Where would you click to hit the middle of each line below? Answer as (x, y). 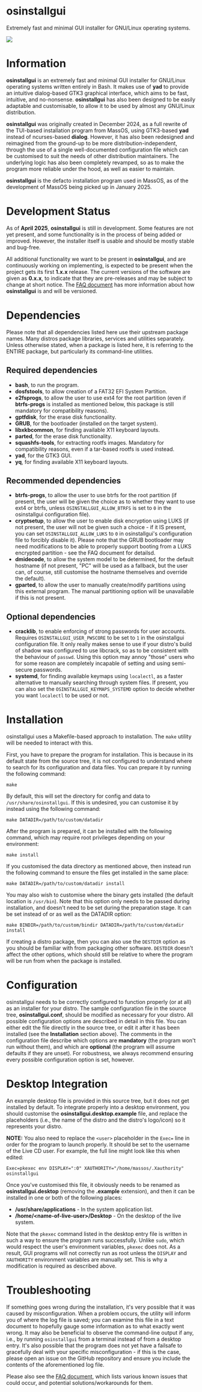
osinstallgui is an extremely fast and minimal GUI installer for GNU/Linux (96, 80)
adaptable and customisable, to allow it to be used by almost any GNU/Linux (101, 106)
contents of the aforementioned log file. (55, 1364)
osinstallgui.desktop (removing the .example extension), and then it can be (101, 1191)
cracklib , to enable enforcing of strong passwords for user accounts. (100, 631)
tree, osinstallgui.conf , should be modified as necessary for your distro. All (100, 1015)
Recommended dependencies (64, 481)
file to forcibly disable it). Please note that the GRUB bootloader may (99, 540)
